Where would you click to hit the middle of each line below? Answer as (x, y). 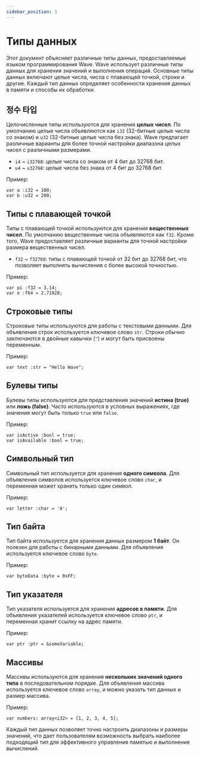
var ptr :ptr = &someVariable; (45, 644)
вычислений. (23, 749)
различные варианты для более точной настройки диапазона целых (93, 143)
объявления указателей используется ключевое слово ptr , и (84, 615)
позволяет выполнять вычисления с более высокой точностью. (96, 265)
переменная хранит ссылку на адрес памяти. (64, 621)
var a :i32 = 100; (29, 191)
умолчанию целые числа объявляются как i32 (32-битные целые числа (98, 131)
